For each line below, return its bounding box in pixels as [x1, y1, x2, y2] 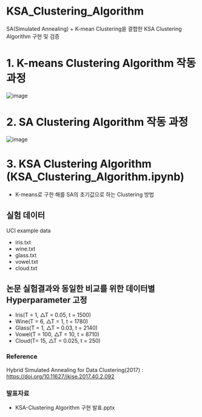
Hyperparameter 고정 [6, 295, 87, 305]
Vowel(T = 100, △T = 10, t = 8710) [15, 331, 100, 338]
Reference [6, 353, 38, 361]
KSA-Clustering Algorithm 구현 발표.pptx [15, 404, 115, 411]
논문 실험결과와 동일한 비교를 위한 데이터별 [6, 283, 155, 294]
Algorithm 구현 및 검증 [6, 32, 60, 40]
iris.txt [15, 238, 32, 246]
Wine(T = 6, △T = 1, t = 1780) [15, 318, 89, 325]
